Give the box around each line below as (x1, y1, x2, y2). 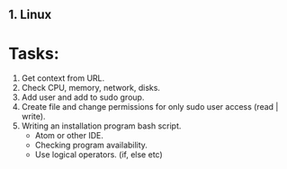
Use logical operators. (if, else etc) (34, 149, 163, 160)
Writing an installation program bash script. (21, 120, 182, 131)
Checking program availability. (34, 139, 148, 151)
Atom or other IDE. (34, 130, 104, 141)
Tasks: (8, 43, 59, 64)
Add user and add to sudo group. (21, 92, 145, 102)
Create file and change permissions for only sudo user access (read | (21, 102, 279, 112)
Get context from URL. (21, 73, 105, 84)
